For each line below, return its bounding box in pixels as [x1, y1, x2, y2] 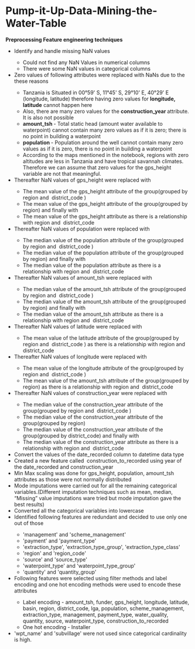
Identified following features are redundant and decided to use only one [13, 513, 187, 520]
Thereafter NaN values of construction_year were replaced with [13, 389, 167, 396]
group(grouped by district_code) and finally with [22, 432, 139, 439]
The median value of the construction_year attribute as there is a [22, 438, 179, 445]
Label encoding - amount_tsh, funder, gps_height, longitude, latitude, [22, 598, 190, 605]
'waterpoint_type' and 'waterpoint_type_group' [22, 562, 136, 569]
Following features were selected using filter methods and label [13, 574, 167, 581]
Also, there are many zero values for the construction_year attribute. [22, 108, 189, 115]
